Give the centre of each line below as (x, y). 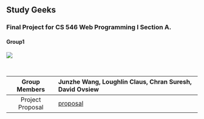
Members (31, 89)
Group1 (15, 41)
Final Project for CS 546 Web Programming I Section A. (89, 27)
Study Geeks (31, 10)
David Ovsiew (78, 89)
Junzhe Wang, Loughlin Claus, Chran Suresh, (125, 81)
